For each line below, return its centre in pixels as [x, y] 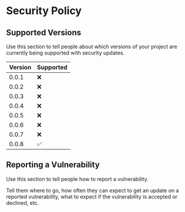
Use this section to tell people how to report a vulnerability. [77, 179]
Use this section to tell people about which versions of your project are [92, 46]
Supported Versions [43, 33]
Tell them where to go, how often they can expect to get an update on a [92, 190]
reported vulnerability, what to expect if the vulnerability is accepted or [92, 196]
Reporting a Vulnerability [53, 165]
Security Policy [44, 11]
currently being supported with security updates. [65, 53]
